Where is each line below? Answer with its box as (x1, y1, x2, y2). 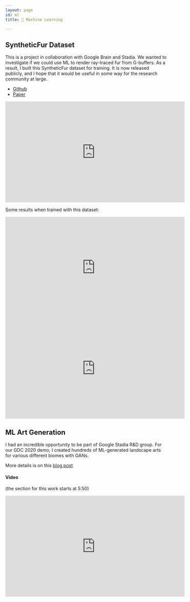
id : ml (5, 12, 19, 17)
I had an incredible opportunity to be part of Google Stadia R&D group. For (5, 442, 162, 448)
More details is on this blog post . (5, 463, 74, 468)
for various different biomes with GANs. (5, 452, 89, 458)
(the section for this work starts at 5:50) (5, 486, 89, 492)
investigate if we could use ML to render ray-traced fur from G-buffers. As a (5, 59, 165, 66)
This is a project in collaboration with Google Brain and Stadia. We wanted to (5, 54, 167, 61)
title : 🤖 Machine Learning (5, 17, 63, 22)
